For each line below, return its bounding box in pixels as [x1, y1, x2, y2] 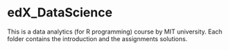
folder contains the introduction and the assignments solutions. [7, 34, 188, 42]
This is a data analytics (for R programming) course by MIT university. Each [7, 27, 223, 36]
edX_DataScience [7, 5, 113, 21]
